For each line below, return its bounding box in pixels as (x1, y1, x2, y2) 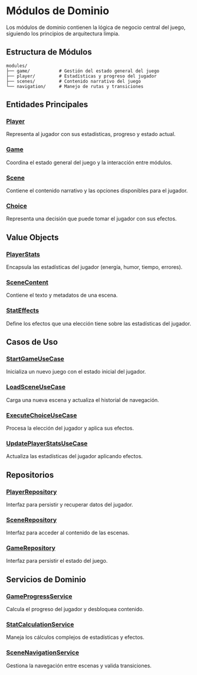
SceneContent (6, 278, 49, 286)
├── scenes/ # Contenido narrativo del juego (6, 78, 142, 84)
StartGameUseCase (6, 355, 65, 363)
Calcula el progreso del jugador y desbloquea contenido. (6, 606, 145, 613)
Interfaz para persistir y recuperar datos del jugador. (6, 501, 134, 508)
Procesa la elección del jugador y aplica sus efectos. (6, 424, 134, 431)
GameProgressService (6, 592, 73, 601)
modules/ (6, 63, 28, 69)
